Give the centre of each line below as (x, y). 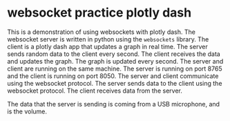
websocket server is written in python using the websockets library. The (108, 39)
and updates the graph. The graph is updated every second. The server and (115, 61)
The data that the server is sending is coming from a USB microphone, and (113, 104)
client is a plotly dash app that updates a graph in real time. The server (108, 46)
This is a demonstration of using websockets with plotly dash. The (101, 32)
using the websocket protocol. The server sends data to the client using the (115, 83)
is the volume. (27, 111)
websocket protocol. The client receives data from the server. (95, 91)
